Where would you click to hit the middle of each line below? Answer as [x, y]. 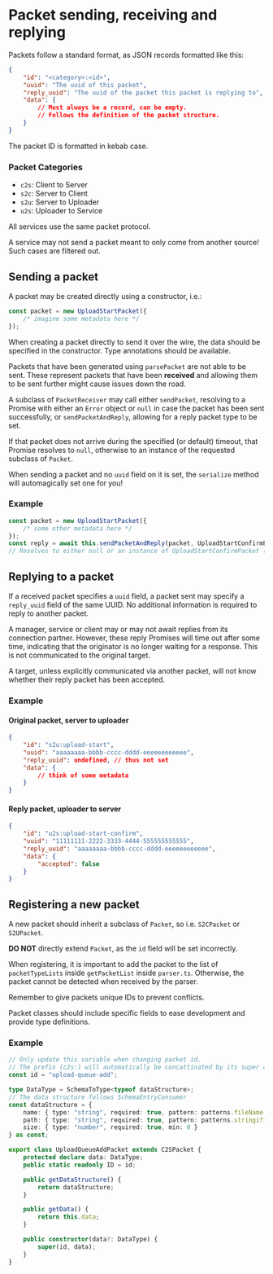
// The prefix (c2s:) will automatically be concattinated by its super [134, 1068]
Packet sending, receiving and [113, 15]
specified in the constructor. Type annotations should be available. [120, 350]
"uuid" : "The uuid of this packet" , [85, 85]
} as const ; [28, 1135]
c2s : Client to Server [54, 185]
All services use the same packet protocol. [80, 226]
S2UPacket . [26, 933]
